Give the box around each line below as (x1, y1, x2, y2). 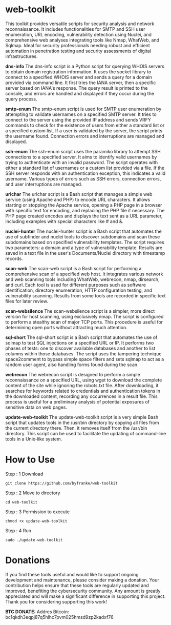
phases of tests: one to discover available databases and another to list (5, 345, 156, 351)
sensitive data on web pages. (5, 404, 68, 410)
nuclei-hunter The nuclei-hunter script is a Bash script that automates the (5, 228, 162, 234)
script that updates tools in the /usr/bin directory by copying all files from (5, 419, 160, 426)
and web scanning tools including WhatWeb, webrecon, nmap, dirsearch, (5, 276, 160, 283)
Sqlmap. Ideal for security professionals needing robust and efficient (5, 42, 150, 48)
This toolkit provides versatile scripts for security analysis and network (5, 21, 155, 27)
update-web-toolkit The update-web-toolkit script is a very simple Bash (5, 414, 159, 420)
